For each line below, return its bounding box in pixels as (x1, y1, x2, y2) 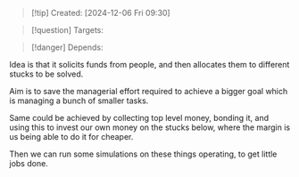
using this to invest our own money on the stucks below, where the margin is (9, 122, 291, 133)
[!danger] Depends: (30, 42, 104, 52)
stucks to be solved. (9, 68, 84, 79)
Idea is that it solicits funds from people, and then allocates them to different (9, 60, 290, 69)
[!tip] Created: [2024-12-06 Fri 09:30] (30, 8, 171, 18)
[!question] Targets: (30, 25, 104, 35)
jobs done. (9, 158, 49, 168)
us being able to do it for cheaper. (9, 132, 134, 141)
